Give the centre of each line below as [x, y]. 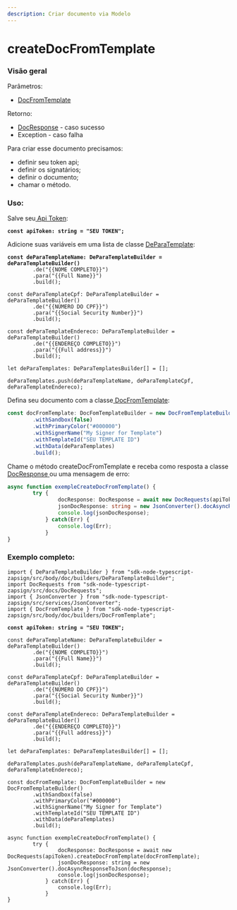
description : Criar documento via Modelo [69, 14]
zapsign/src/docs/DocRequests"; [55, 591]
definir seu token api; [48, 162]
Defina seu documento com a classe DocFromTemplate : [89, 401]
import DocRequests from [44, 584]
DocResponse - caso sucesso [61, 127]
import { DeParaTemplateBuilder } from [66, 572]
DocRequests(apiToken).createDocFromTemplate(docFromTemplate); [104, 856]
